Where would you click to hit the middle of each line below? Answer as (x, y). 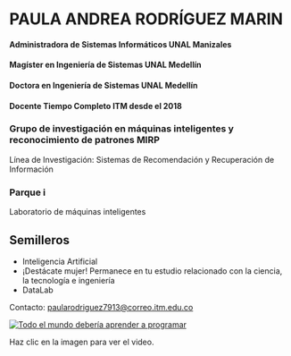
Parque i (28, 192)
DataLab (37, 290)
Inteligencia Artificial (60, 261)
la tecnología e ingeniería (68, 280)
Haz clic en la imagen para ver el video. (82, 342)
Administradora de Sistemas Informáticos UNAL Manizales (121, 44)
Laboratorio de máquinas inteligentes (78, 212)
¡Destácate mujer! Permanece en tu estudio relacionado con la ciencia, (152, 271)
